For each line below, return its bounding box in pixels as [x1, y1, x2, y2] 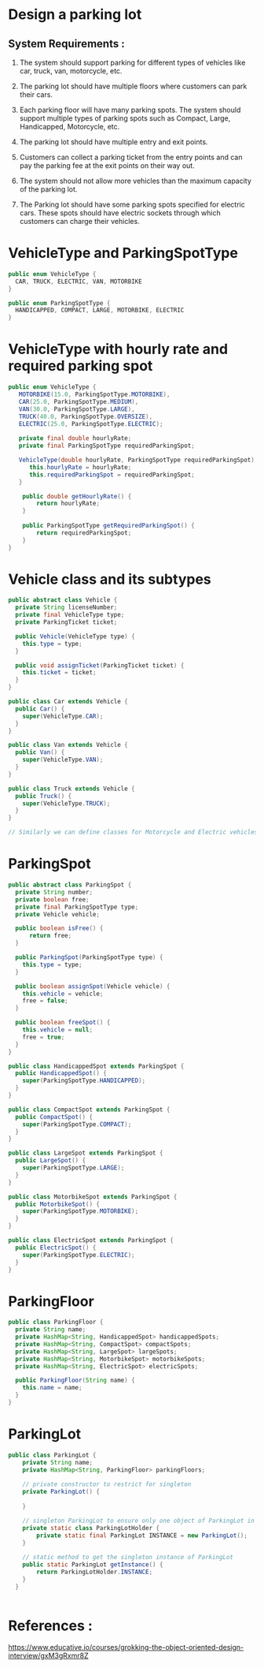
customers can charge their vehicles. [19, 217, 140, 226]
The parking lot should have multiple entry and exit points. [19, 137, 208, 147]
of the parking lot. [19, 185, 78, 194]
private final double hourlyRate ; [18, 435, 132, 442]
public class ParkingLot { [8, 1451, 97, 1459]
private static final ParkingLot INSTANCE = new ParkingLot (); [36, 1532, 247, 1539]
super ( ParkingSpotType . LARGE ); [22, 1164, 125, 1172]
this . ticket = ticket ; [22, 669, 97, 677]
